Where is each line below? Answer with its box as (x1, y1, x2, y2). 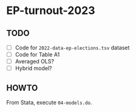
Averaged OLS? (15, 58, 55, 65)
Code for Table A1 (15, 51, 60, 58)
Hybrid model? (15, 65, 53, 72)
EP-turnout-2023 (6, 4, 95, 18)
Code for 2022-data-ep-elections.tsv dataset (15, 44, 130, 51)
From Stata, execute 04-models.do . (6, 99, 92, 107)
